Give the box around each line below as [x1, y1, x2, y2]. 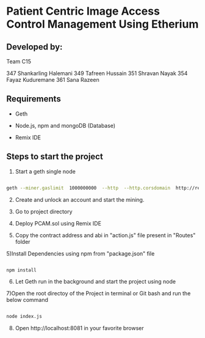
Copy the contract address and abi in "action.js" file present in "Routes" [15, 231, 196, 239]
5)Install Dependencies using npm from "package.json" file [6, 249, 155, 257]
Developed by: [6, 42, 63, 52]
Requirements [6, 94, 61, 105]
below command [6, 296, 49, 304]
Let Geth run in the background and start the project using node [15, 278, 176, 285]
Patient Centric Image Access [6, 4, 160, 18]
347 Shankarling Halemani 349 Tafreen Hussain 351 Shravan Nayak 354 [6, 70, 188, 77]
